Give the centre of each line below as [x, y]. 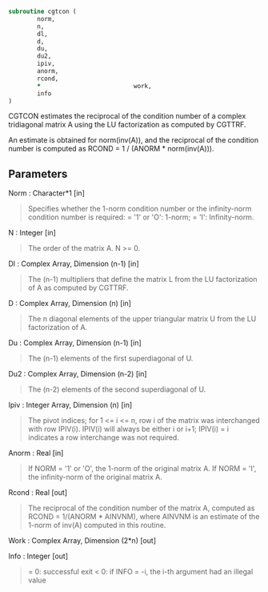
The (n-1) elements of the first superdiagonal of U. [110, 358]
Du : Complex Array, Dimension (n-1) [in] [75, 343]
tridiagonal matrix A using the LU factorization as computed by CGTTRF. [127, 125]
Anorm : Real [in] [36, 453]
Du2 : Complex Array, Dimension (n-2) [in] [78, 374]
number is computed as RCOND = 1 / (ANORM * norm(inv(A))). [111, 149]
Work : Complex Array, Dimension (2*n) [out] [82, 541]
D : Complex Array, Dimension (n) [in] [70, 304]
